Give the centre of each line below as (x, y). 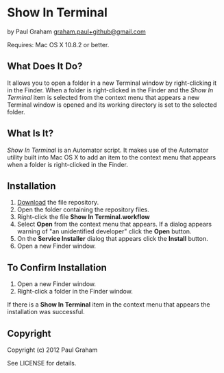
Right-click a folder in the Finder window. (75, 292)
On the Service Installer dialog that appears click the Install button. (112, 239)
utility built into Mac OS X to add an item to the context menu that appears (112, 157)
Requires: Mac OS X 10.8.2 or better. (58, 44)
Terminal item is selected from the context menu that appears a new (103, 97)
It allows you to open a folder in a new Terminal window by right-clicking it (112, 83)
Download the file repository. (58, 203)
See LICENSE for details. (42, 363)
